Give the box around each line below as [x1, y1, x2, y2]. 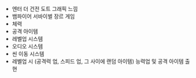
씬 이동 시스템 [11, 50, 44, 57]
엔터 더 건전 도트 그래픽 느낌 [11, 5, 78, 12]
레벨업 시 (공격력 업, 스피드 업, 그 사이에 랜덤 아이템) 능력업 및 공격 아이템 [11, 58, 184, 65]
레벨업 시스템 [11, 35, 43, 42]
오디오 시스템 [11, 43, 43, 50]
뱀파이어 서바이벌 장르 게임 [11, 13, 75, 20]
